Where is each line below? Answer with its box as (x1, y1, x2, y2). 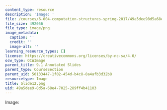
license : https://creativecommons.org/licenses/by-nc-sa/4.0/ (5, 53, 137, 58)
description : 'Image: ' (5, 12, 55, 17)
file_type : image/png (5, 26, 50, 31)
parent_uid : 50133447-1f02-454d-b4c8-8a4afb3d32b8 (5, 72, 112, 77)
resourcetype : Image (5, 76, 48, 81)
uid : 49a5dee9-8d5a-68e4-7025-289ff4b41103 (5, 85, 97, 91)
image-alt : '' (9, 44, 39, 49)
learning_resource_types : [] (5, 49, 66, 54)
